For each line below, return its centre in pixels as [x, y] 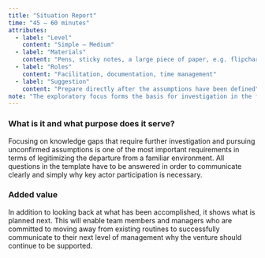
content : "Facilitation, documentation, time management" [119, 74]
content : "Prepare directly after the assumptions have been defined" [141, 89]
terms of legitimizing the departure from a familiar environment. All [116, 158]
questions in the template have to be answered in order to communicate [125, 166]
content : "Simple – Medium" [68, 45]
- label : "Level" [44, 37]
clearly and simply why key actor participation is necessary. [105, 174]
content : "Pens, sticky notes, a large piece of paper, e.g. [125, 60]
